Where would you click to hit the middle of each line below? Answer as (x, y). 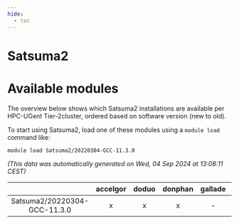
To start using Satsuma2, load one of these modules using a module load (114, 130)
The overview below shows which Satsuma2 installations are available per (116, 108)
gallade (213, 188)
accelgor (111, 188)
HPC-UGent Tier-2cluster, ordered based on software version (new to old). (117, 116)
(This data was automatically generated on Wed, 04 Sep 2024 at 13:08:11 (115, 163)
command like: (29, 137)
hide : (15, 14)
